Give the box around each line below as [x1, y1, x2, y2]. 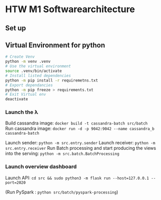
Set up [5, 24, 26, 32]
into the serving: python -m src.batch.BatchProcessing [5, 150, 120, 156]
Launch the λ [5, 109, 38, 116]
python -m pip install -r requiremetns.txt [5, 77, 98, 83]
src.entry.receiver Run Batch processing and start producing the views [5, 145, 156, 151]
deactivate [5, 97, 28, 102]
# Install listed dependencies [5, 73, 71, 78]
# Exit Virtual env [5, 92, 46, 97]
